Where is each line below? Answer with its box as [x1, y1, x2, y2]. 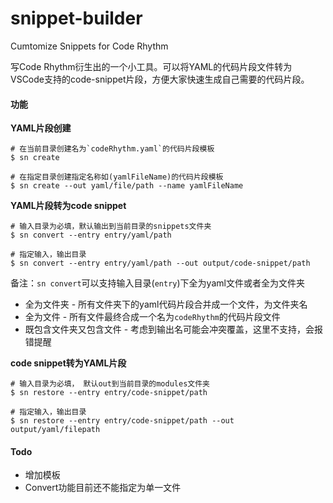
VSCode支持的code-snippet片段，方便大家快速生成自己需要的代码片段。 [10, 73, 310, 85]
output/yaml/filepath [10, 425, 101, 435]
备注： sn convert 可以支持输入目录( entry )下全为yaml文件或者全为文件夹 [10, 277, 305, 289]
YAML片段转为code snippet [10, 200, 127, 212]
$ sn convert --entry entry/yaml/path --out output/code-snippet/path [10, 258, 311, 269]
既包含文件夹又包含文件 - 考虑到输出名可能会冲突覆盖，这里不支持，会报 [24, 323, 324, 336]
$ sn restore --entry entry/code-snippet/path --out [10, 416, 235, 426]
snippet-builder [10, 7, 143, 30]
